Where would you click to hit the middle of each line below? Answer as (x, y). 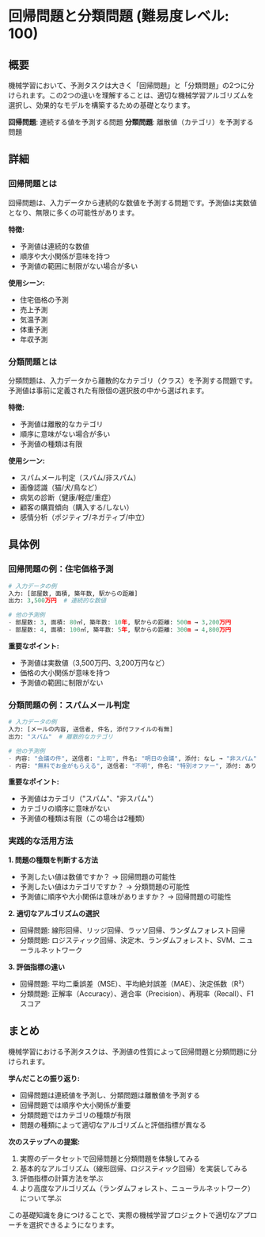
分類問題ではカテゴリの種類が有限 (75, 1115)
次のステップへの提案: (44, 1141)
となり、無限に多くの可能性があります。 (74, 212)
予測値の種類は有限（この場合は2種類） (84, 819)
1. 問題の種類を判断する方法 (53, 860)
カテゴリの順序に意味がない (65, 808)
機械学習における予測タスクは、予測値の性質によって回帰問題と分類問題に (129, 1052)
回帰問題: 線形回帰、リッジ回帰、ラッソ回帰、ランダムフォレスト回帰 (132, 930)
